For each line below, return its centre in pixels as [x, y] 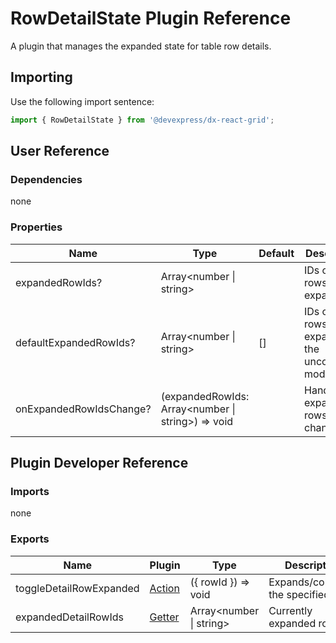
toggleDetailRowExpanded [77, 588]
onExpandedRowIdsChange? [83, 409]
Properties [36, 227]
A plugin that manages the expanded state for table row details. [141, 46]
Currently [290, 610]
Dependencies [46, 179]
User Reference [60, 151]
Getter [164, 617]
